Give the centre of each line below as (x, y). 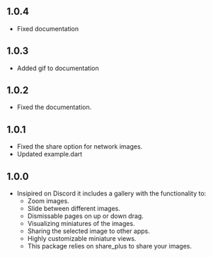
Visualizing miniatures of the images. (81, 224)
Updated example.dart (50, 154)
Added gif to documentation (58, 68)
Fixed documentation (48, 28)
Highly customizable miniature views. (82, 239)
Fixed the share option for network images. (80, 147)
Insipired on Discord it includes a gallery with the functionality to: (111, 193)
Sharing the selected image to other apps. (88, 231)
